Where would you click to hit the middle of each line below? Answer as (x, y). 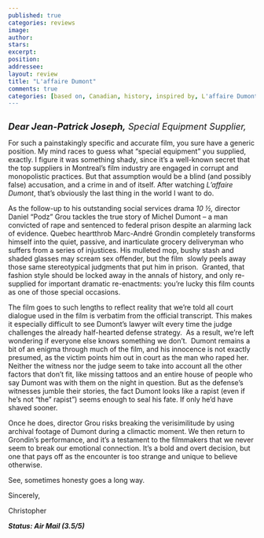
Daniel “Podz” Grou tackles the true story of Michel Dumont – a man (118, 217)
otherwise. (26, 465)
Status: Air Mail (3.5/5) (46, 526)
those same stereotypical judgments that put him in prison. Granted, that (126, 267)
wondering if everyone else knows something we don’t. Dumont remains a (129, 341)
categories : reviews (42, 23)
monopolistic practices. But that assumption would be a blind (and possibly (130, 176)
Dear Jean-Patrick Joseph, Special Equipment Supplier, (127, 126)
